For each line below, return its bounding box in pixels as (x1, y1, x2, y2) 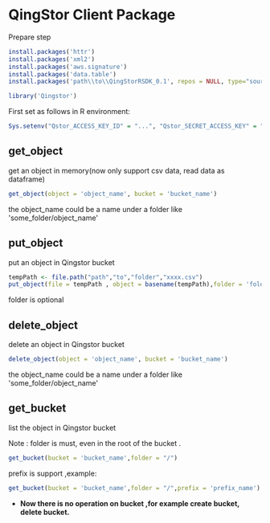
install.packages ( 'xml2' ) (8, 55, 95, 63)
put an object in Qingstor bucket (8, 257, 115, 267)
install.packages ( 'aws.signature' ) (8, 63, 128, 71)
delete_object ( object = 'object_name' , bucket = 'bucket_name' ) (8, 355, 228, 363)
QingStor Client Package (8, 6, 176, 24)
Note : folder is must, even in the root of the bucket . (8, 438, 182, 447)
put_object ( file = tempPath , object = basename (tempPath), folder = (8, 280, 243, 288)
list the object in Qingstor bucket (8, 423, 117, 432)
